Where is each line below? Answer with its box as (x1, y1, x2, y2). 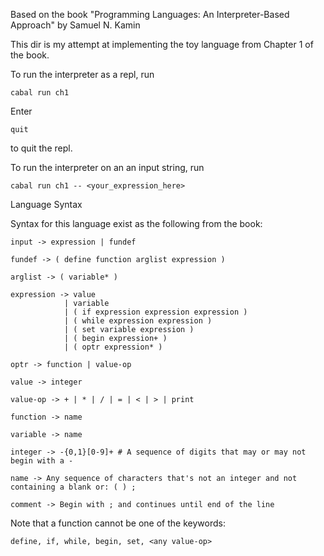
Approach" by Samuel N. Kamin (10, 19, 141, 31)
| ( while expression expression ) (63, 316, 213, 326)
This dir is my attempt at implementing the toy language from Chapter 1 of (10, 39, 314, 50)
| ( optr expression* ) (63, 342, 163, 352)
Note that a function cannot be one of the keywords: (10, 517, 226, 529)
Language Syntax (10, 199, 83, 210)
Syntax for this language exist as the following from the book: (10, 218, 263, 229)
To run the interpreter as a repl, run (10, 69, 155, 80)
